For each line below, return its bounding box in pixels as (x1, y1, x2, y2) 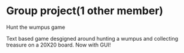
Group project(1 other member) (6, 4, 164, 18)
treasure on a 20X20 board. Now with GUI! (6, 41, 111, 48)
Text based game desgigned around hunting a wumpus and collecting (6, 35, 179, 42)
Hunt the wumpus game (6, 24, 66, 31)
